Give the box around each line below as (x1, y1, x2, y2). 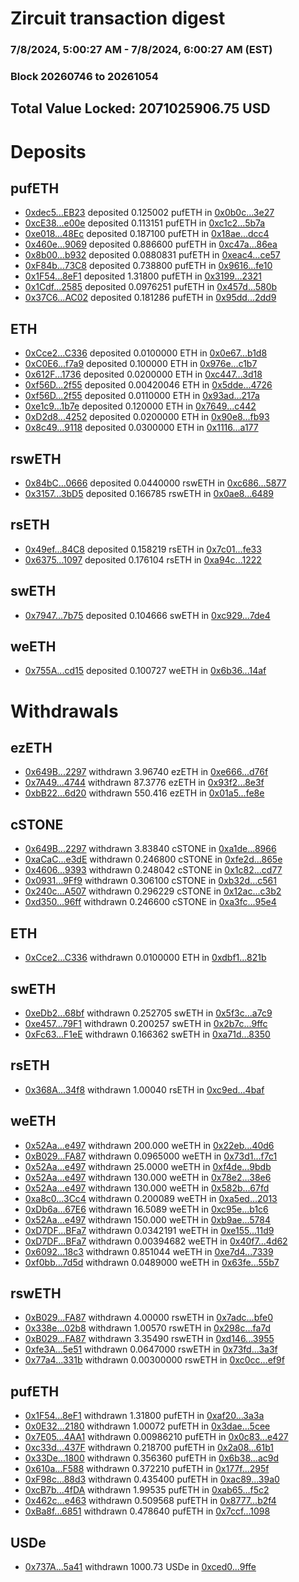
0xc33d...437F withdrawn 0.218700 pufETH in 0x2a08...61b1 (24, 1442, 274, 1454)
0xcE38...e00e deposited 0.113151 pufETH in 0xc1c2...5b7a (24, 217, 266, 229)
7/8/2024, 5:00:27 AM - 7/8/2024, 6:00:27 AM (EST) (10, 43, 273, 57)
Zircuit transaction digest (10, 7, 226, 30)
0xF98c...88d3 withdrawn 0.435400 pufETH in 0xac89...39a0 (24, 1473, 280, 1486)
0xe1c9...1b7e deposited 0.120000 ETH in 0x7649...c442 (24, 400, 257, 412)
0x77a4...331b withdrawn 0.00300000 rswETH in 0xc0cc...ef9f (24, 1354, 285, 1366)
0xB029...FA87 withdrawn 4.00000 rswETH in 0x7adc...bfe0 (24, 1312, 273, 1324)
